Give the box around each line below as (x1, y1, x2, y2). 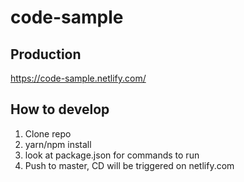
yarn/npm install (24, 138, 92, 150)
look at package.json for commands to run (24, 149, 200, 161)
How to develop (10, 101, 110, 118)
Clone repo (24, 127, 72, 140)
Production (10, 46, 82, 63)
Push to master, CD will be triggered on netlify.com (24, 159, 235, 171)
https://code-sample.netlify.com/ (10, 72, 147, 84)
